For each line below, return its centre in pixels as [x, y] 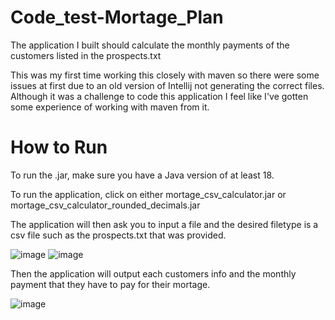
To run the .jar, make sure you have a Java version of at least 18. [142, 175]
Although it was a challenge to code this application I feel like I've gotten [159, 96]
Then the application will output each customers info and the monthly [153, 273]
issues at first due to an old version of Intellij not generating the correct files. [167, 85]
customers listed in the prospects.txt [86, 55]
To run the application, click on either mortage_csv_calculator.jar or [148, 194]
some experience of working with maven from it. [110, 107]
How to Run [59, 147]
